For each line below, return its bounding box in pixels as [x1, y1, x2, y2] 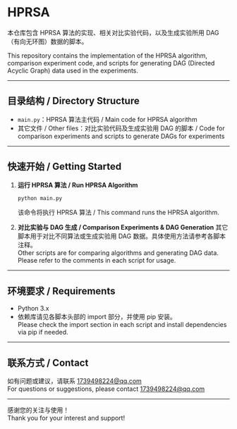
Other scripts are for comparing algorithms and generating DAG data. [17, 249, 219, 257]
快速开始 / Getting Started [7, 161, 122, 173]
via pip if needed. [17, 328, 68, 337]
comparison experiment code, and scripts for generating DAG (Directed [7, 58, 215, 67]
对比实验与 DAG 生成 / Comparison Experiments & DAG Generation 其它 [17, 223, 229, 232]
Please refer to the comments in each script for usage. [17, 256, 176, 265]
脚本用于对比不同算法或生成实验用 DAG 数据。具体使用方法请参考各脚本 [17, 232, 226, 240]
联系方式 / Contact [7, 356, 89, 368]
